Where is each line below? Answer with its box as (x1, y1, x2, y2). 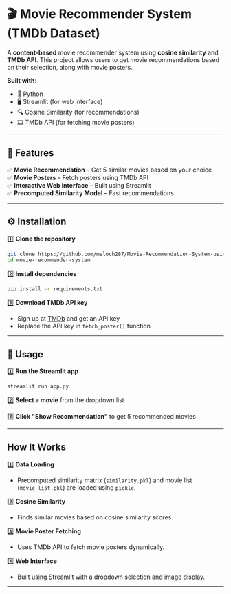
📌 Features (7, 147, 54, 159)
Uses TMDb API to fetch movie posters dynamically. (16, 543, 165, 551)
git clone (7, 250, 36, 257)
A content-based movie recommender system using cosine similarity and (7, 48, 219, 57)
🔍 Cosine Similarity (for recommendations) (16, 108, 140, 116)
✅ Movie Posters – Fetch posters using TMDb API (7, 173, 149, 181)
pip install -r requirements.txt (7, 286, 103, 293)
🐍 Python (16, 90, 43, 98)
